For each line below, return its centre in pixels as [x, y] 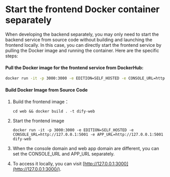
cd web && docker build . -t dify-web [54, 111]
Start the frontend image [38, 121]
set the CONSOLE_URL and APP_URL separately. [64, 154]
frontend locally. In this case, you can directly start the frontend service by [83, 45]
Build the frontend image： [41, 102]
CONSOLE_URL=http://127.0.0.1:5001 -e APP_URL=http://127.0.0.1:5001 [88, 135]
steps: [12, 56]
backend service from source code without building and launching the [79, 40]
